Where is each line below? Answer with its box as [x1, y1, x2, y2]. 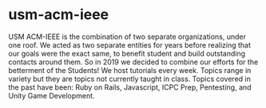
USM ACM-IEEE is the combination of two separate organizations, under [8, 32, 246, 41]
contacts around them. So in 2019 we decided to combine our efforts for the [8, 57, 259, 67]
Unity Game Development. [8, 91, 95, 100]
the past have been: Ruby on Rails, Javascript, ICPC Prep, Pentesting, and [8, 82, 252, 92]
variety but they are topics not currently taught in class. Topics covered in [8, 74, 252, 83]
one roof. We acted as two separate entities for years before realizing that [8, 40, 252, 49]
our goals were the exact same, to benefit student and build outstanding [8, 48, 246, 58]
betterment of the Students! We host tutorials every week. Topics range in [8, 65, 252, 75]
